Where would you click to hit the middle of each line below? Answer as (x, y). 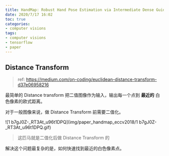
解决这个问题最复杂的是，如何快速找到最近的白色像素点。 (65, 148)
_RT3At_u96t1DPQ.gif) (28, 127)
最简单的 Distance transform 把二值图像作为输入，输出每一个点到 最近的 (80, 95)
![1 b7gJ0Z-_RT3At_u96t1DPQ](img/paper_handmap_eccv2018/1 (72, 122)
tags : (11, 33)
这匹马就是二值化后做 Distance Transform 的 (63, 138)
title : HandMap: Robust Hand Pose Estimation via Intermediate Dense (80, 10)
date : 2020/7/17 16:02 (29, 15)
